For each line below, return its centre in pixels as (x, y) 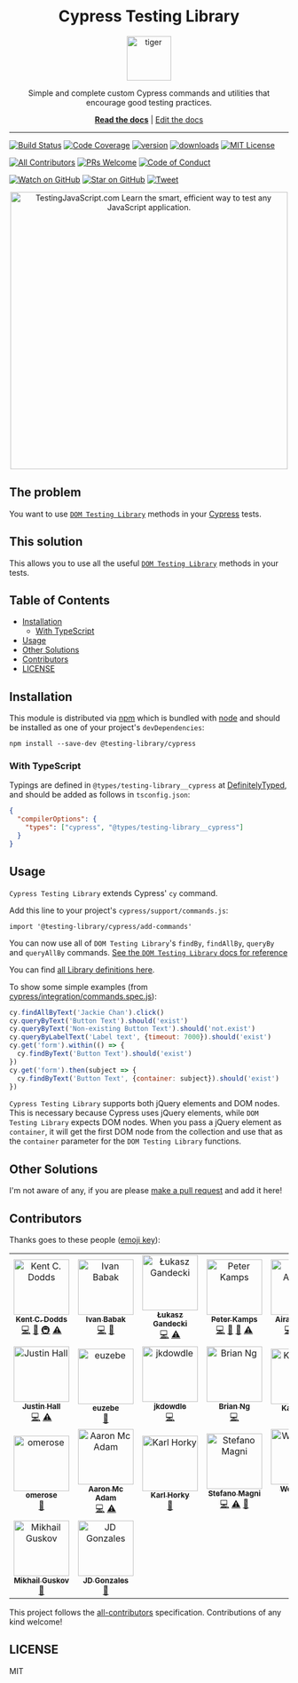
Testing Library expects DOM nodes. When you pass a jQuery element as (145, 1122)
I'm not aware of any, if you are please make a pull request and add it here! (145, 1191)
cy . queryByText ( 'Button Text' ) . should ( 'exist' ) (99, 1021)
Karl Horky (170, 1495)
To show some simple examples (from (78, 987)
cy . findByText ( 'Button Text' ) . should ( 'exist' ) (105, 1054)
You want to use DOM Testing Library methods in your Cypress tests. (135, 514)
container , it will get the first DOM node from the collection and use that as (146, 1132)
